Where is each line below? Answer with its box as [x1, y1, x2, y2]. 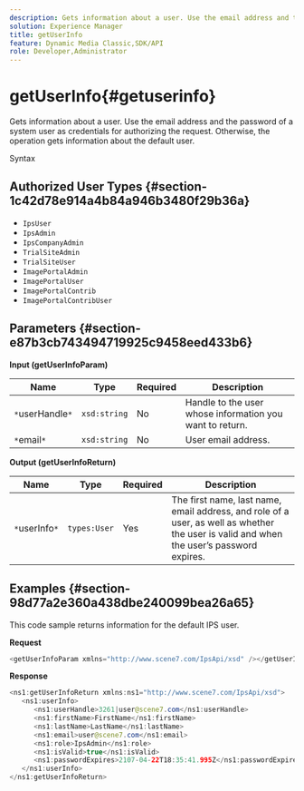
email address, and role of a [171, 504, 290, 517]
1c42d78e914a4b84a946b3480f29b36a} [9, 193, 251, 209]
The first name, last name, [171, 493, 282, 506]
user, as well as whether [171, 516, 274, 529]
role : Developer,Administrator [9, 47, 128, 56]
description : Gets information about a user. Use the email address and [9, 13, 290, 23]
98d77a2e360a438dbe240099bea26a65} [9, 595, 255, 610]
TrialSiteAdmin [22, 248, 81, 257]
